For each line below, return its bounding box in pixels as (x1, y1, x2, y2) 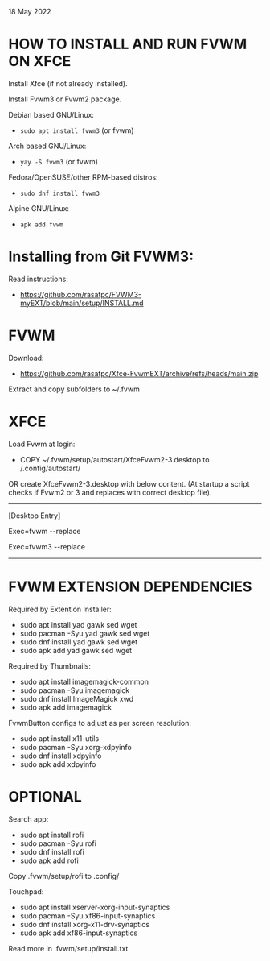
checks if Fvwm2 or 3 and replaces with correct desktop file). (8, 487, 212, 497)
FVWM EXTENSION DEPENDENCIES (8, 578, 252, 595)
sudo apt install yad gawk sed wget (19, 619, 137, 629)
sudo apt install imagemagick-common (19, 677, 149, 686)
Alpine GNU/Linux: (8, 203, 70, 213)
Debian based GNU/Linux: (8, 110, 95, 119)
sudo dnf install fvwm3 (19, 189, 100, 197)
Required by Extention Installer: (8, 604, 112, 614)
